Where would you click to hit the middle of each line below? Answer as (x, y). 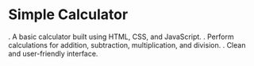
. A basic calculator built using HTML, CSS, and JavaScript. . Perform (121, 37)
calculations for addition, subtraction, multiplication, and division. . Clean (127, 45)
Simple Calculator (68, 15)
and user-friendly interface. (53, 53)
